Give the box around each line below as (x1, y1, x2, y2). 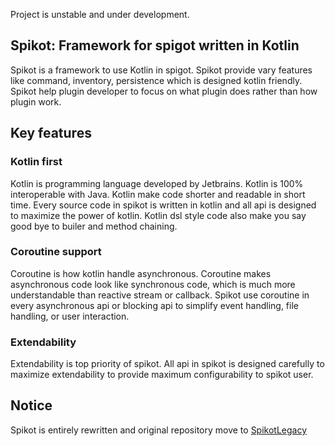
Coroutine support (10, 245, 102, 259)
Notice (10, 397, 53, 414)
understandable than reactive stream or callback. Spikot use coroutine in (10, 289, 310, 301)
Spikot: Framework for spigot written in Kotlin (10, 37, 300, 54)
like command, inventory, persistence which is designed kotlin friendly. (10, 74, 303, 86)
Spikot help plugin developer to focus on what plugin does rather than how (10, 85, 318, 97)
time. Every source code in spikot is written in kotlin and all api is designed (10, 199, 317, 211)
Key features (10, 125, 92, 142)
